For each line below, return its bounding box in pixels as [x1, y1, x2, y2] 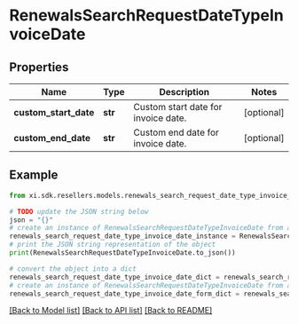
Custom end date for [133, 126, 220, 138]
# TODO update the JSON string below [9, 207, 149, 216]
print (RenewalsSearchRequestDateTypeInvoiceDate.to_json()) [9, 249, 237, 257]
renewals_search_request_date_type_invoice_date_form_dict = [9, 289, 240, 298]
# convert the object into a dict [9, 264, 137, 273]
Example [9, 168, 59, 183]
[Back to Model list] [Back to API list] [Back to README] [9, 305, 213, 316]
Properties [9, 59, 69, 75]
